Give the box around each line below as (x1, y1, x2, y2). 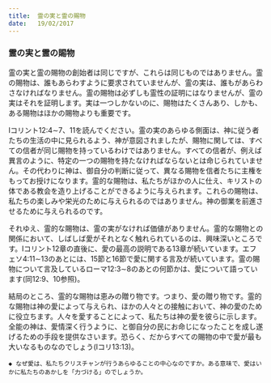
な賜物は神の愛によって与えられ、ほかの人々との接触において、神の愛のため (8, 301, 263, 311)
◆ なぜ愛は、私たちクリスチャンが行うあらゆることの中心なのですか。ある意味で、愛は (8, 360, 256, 368)
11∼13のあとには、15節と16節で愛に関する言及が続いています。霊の (29, 253, 253, 263)
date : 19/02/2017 (8, 19, 74, 28)
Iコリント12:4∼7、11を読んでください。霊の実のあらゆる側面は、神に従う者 (8, 125, 260, 134)
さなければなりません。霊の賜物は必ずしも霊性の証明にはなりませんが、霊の (8, 87, 263, 97)
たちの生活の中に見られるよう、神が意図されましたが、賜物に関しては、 (8, 135, 249, 145)
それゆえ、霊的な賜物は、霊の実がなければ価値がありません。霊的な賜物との (8, 223, 264, 233)
